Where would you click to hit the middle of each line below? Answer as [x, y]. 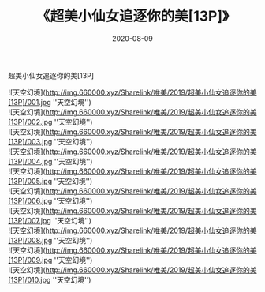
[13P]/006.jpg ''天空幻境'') [50, 200]
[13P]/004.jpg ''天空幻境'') [50, 161]
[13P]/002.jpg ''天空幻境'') [50, 122]
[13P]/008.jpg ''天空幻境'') [50, 240]
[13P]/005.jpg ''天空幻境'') [50, 181]
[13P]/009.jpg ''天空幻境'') [50, 260]
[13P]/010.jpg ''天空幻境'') [50, 279]
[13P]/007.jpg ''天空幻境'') [50, 220]
